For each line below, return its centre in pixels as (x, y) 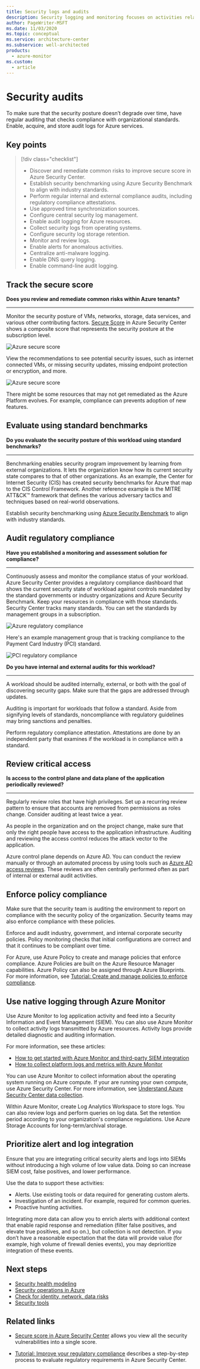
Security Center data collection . (45, 1095)
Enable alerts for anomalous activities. (76, 247)
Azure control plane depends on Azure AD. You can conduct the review (93, 857)
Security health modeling (46, 1284)
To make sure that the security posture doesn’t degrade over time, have (94, 113)
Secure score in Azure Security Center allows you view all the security (101, 1336)
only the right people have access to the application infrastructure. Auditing (99, 832)
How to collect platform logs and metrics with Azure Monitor (89, 1064)
